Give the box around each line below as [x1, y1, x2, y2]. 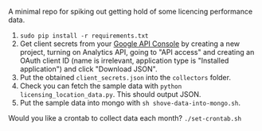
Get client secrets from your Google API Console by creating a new [19, 39, 240, 48]
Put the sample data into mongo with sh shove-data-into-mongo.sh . [19, 98, 241, 107]
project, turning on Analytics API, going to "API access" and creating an [19, 48, 255, 56]
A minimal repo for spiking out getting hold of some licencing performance [8, 7, 253, 16]
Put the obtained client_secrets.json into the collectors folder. [19, 73, 231, 82]
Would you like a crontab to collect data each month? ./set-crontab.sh [8, 114, 241, 122]
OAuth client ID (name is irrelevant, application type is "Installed [19, 56, 229, 65]
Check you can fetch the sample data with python [19, 81, 182, 91]
